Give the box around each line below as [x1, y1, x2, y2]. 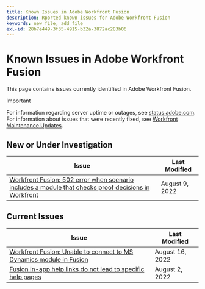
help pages [9, 273, 41, 281]
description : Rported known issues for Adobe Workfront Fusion [6, 15, 171, 21]
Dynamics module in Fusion [9, 255, 88, 263]
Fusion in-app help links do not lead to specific [9, 265, 145, 273]
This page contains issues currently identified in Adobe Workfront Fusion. [6, 85, 192, 93]
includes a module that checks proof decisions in [9, 184, 150, 191]
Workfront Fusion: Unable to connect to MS [9, 248, 134, 256]
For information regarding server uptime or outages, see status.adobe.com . [6, 109, 196, 116]
